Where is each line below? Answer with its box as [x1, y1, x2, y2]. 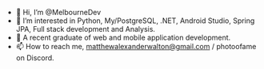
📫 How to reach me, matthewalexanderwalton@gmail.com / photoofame [15, 42, 257, 51]
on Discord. [15, 53, 54, 63]
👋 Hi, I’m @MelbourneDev [15, 8, 102, 17]
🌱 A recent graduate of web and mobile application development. [15, 33, 231, 42]
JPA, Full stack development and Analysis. [15, 25, 156, 33]
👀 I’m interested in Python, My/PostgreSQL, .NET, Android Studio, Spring [15, 16, 255, 25]
